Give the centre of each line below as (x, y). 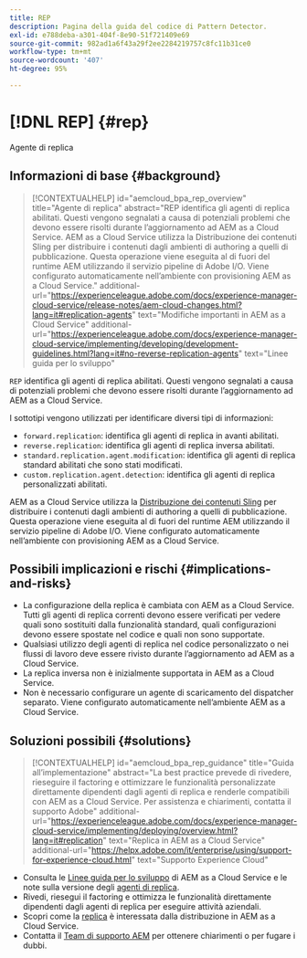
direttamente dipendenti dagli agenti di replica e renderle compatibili (160, 792)
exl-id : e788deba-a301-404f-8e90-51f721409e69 (100, 35)
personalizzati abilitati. (65, 484)
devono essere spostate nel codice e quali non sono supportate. (143, 635)
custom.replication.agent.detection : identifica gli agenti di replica (149, 474)
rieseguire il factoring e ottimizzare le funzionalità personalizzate (153, 783)
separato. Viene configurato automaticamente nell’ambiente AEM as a (154, 702)
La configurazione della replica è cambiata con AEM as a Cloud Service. (159, 605)
